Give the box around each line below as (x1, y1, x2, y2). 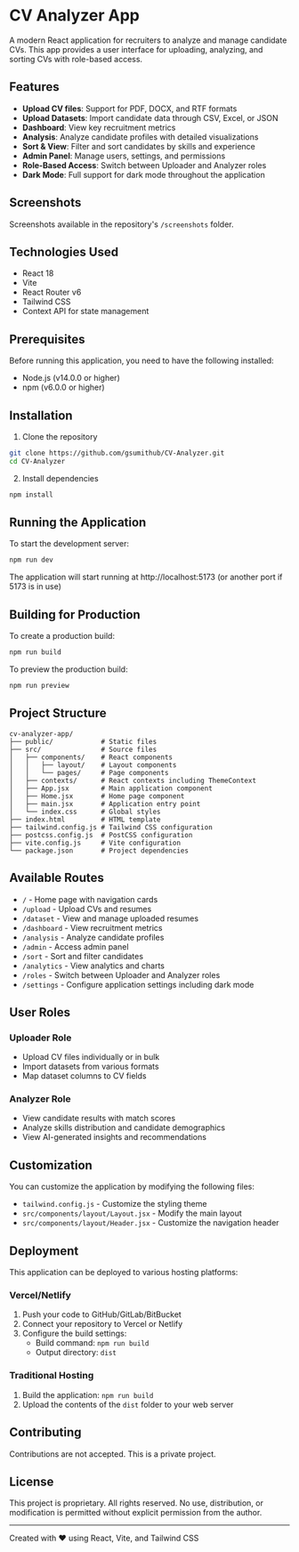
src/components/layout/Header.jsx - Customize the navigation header (21, 1217, 279, 1228)
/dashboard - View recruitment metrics (21, 922, 163, 933)
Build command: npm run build (35, 1338, 149, 1348)
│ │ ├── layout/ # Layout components (9, 760, 177, 770)
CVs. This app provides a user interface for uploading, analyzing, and (9, 44, 263, 54)
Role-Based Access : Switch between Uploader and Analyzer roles (21, 159, 267, 170)
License (9, 1474, 54, 1489)
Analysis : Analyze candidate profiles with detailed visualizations (21, 131, 259, 142)
